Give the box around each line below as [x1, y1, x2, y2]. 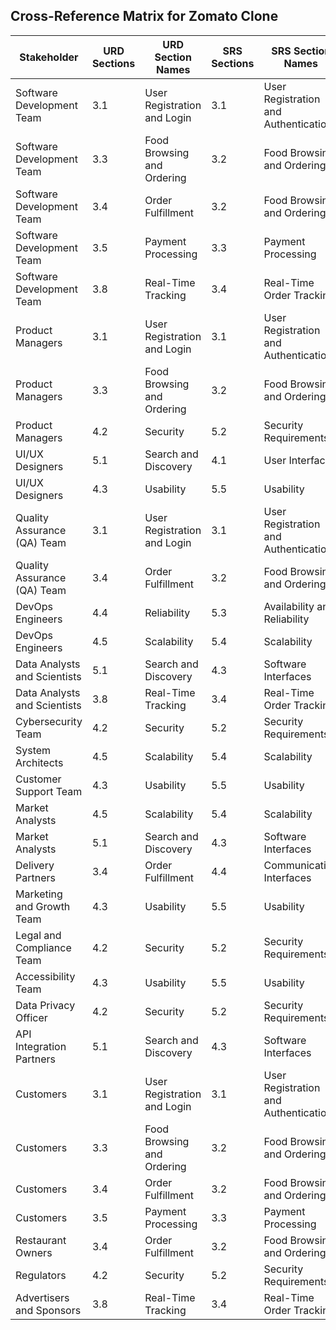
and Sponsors [15, 1303, 82, 1317]
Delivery [15, 858, 55, 872]
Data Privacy [15, 998, 76, 1012]
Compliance [15, 940, 72, 954]
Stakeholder [19, 50, 79, 64]
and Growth [15, 899, 71, 913]
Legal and [15, 928, 62, 942]
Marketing [15, 887, 63, 901]
